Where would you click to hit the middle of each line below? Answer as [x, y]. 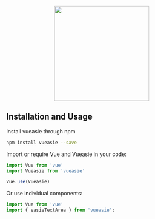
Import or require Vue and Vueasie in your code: [67, 154]
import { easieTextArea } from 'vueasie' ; [61, 210]
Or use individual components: [45, 194]
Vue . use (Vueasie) [28, 182]
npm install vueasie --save [42, 143]
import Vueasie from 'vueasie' [46, 171]
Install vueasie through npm [41, 131]
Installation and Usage [49, 117]
